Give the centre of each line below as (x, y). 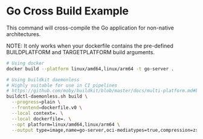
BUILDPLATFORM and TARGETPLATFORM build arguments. (81, 52)
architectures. (24, 34)
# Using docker (25, 63)
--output (23, 130)
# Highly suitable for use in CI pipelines (62, 85)
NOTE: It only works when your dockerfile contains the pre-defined (90, 46)
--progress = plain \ (36, 102)
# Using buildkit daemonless (43, 79)
